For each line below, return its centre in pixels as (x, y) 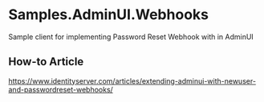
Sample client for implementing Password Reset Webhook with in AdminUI (131, 37)
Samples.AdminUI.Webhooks (108, 15)
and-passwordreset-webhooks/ (61, 89)
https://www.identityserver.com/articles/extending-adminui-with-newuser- (132, 80)
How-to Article (46, 62)
